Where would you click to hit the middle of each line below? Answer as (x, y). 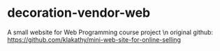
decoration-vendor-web (79, 13)
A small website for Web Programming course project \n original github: (110, 32)
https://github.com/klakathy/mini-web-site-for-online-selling (94, 39)
